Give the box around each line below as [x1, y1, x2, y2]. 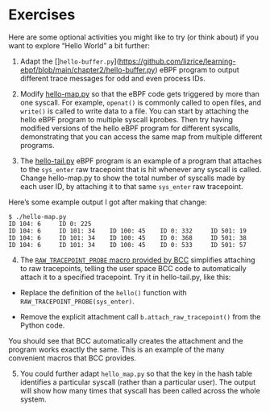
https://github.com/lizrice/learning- [118, 56, 236, 66]
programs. [19, 140, 55, 150]
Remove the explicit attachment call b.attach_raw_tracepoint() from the [19, 311, 261, 321]
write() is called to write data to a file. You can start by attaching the [19, 106, 249, 116]
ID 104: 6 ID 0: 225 [8, 220, 92, 228]
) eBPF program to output [154, 64, 239, 74]
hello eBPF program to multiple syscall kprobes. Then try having [19, 114, 234, 124]
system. [19, 394, 47, 404]
